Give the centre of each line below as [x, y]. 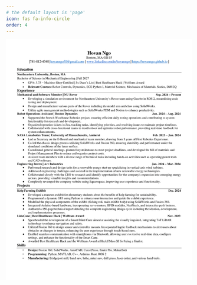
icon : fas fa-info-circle [38, 19]
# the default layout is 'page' [46, 12]
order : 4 [17, 25]
